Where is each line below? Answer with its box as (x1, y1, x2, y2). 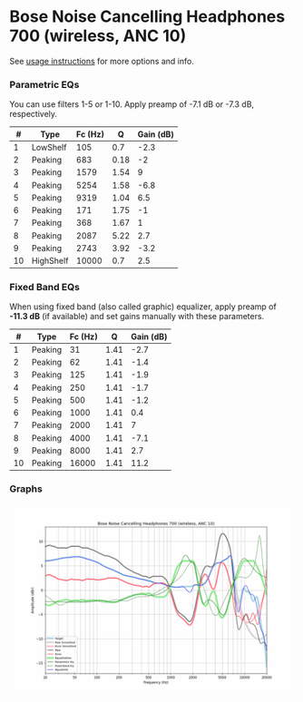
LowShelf (31, 141, 67, 152)
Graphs (9, 483, 43, 495)
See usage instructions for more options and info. (9, 55, 195, 66)
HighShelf (31, 256, 69, 267)
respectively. (9, 109, 57, 120)
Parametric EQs (9, 78, 80, 91)
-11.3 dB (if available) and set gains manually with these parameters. (9, 311, 265, 322)
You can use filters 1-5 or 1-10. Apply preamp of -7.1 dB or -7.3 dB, (9, 99, 255, 110)
